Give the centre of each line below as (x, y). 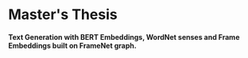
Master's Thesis (63, 15)
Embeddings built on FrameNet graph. (72, 45)
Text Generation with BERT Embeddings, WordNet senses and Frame (124, 37)
